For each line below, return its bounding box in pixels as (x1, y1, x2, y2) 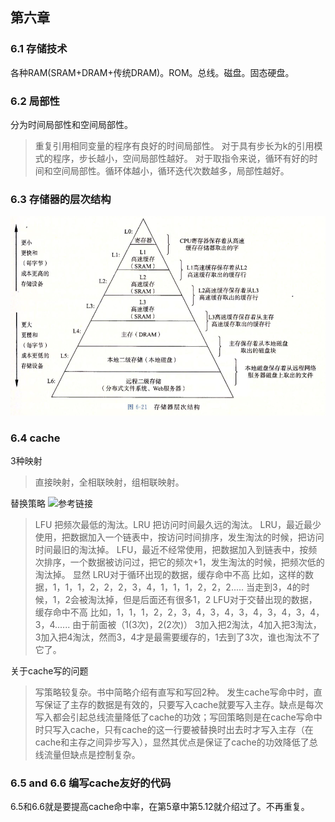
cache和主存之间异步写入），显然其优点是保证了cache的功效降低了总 (34, 736, 318, 748)
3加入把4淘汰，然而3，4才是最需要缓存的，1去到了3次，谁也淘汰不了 (34, 631, 321, 643)
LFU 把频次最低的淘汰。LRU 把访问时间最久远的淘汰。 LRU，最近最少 (34, 519, 322, 531)
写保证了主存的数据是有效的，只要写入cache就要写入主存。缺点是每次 (34, 699, 324, 711)
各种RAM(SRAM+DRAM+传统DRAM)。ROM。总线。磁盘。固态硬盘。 (10, 66, 295, 78)
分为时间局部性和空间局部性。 (10, 118, 133, 130)
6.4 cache (10, 431, 61, 445)
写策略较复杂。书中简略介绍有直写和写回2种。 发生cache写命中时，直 (34, 686, 323, 698)
